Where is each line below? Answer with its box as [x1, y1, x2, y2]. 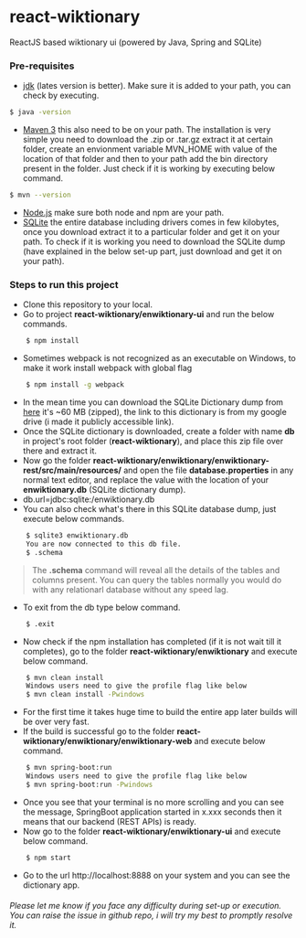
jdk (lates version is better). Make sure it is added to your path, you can [22, 80, 291, 91]
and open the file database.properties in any [122, 464, 294, 476]
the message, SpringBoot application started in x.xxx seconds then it [22, 806, 282, 817]
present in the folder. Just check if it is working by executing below [22, 163, 276, 175]
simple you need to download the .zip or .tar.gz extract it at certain [22, 134, 274, 145]
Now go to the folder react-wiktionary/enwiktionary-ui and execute [22, 826, 281, 837]
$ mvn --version [9, 190, 71, 200]
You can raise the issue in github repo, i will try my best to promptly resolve [9, 910, 293, 921]
